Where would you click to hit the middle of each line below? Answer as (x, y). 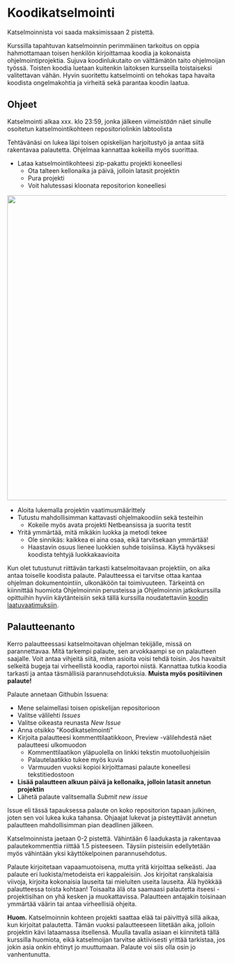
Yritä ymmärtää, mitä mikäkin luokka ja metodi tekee (92, 532)
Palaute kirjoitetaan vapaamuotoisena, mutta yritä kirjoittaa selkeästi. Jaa (112, 866)
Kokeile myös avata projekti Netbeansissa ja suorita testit (109, 525)
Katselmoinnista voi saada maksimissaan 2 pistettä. (81, 32)
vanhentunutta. (29, 954)
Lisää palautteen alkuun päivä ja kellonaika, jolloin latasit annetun (114, 781)
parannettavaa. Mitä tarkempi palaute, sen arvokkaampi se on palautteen (112, 651)
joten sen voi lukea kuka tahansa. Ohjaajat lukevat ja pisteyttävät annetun (112, 818)
